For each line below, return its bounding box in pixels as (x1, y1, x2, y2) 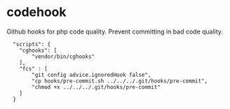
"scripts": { (13, 41, 51, 48)
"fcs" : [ (19, 65, 48, 72)
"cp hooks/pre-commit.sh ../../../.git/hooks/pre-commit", (32, 78, 208, 85)
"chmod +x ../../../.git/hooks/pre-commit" (32, 83, 161, 91)
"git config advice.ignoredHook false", (32, 71, 151, 78)
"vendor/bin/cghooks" (32, 53, 95, 60)
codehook (6, 4, 67, 20)
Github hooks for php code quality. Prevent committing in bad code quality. (6, 27, 224, 36)
